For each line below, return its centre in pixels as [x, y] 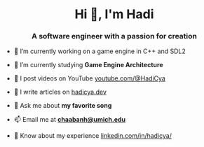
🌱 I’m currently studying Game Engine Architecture [88, 65]
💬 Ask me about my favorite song [63, 106]
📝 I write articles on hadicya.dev [60, 92]
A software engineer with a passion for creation [114, 36]
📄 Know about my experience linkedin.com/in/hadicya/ [93, 136]
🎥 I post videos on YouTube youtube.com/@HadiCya [90, 78]
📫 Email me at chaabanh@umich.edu [70, 120]
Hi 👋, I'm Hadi [114, 14]
